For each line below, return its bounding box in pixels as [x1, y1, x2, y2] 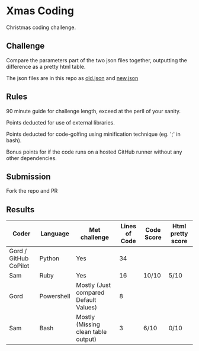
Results [6, 205, 35, 215]
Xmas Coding [6, 4, 75, 18]
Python [39, 254, 60, 263]
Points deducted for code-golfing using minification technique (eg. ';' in [6, 130, 181, 138]
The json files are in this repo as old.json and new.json [6, 74, 139, 81]
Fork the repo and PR [6, 187, 58, 194]
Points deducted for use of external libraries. [6, 119, 115, 126]
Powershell [39, 292, 70, 301]
